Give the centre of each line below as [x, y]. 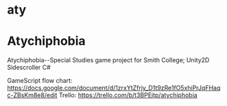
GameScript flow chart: [40, 81]
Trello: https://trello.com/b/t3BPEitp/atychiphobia [128, 95]
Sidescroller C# [29, 68]
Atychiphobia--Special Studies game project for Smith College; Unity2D [108, 60]
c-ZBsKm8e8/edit [32, 95]
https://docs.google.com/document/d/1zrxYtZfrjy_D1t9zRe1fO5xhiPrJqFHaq [114, 88]
